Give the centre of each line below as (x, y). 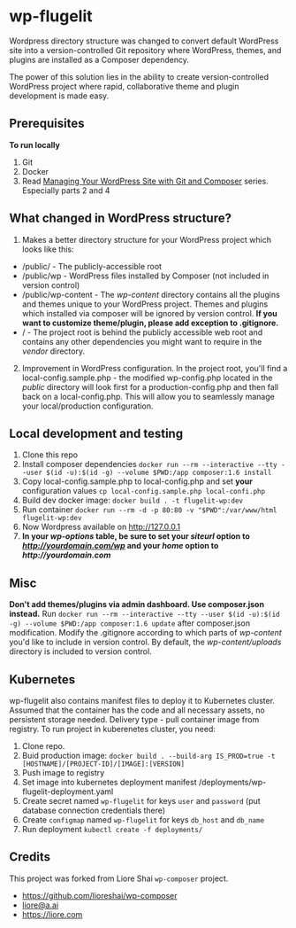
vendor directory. (53, 351)
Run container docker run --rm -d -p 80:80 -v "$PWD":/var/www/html (149, 510)
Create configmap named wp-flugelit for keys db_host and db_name (143, 820)
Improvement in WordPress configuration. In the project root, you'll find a (155, 368)
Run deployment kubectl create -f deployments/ (112, 829)
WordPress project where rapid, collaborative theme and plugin (125, 86)
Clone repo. (43, 746)
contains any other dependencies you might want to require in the (142, 341)
